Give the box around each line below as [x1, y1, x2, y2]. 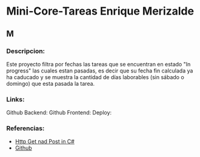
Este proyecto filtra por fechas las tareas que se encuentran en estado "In [6, 60, 191, 68]
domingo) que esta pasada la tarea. [6, 80, 95, 87]
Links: [6, 95, 25, 103]
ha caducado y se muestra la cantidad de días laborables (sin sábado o [6, 73, 185, 80]
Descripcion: [6, 47, 45, 55]
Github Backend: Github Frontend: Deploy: [6, 109, 112, 116]
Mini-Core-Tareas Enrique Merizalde [6, 4, 195, 18]
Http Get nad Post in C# [15, 138, 75, 145]
